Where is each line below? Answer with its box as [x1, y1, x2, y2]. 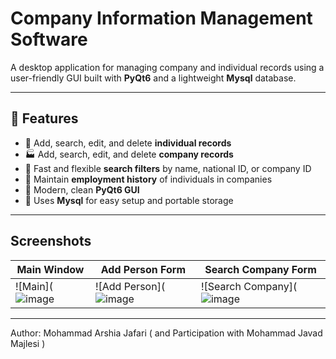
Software [10, 28, 88, 51]
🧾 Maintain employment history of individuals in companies [24, 173, 273, 185]
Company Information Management [10, 7, 313, 30]
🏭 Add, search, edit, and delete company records [24, 148, 234, 160]
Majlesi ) [10, 337, 46, 349]
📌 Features [10, 110, 79, 127]
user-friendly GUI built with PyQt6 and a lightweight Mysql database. [10, 72, 297, 84]
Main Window [16, 262, 85, 276]
